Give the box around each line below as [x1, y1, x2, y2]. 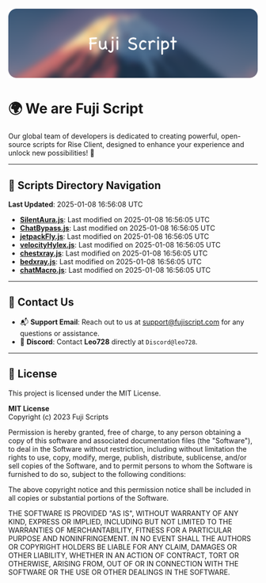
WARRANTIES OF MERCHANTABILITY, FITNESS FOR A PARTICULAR [8, 525, 232, 535]
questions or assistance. [19, 328, 101, 338]
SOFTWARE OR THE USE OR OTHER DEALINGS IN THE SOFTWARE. [8, 567, 230, 577]
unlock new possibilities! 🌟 [8, 148, 95, 158]
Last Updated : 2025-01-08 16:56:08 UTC [8, 199, 143, 210]
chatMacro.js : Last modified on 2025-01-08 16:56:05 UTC [19, 266, 211, 275]
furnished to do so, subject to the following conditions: [8, 469, 186, 479]
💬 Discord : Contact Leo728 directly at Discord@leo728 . [19, 337, 198, 346]
